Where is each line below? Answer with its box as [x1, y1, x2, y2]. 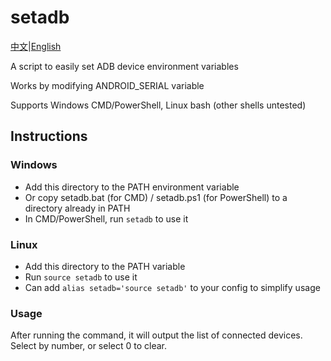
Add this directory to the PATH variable [24, 260, 186, 272]
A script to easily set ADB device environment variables [10, 60, 239, 72]
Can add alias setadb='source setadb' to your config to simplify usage [24, 281, 321, 293]
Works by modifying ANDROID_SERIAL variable [10, 79, 205, 91]
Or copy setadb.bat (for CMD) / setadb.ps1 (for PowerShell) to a [24, 191, 288, 203]
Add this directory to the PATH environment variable [24, 181, 240, 193]
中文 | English [10, 40, 62, 52]
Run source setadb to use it [24, 271, 138, 283]
